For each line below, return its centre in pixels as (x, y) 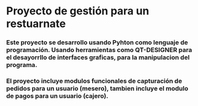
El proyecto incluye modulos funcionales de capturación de (94, 81)
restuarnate (36, 24)
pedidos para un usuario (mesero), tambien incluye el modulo (97, 89)
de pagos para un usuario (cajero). (57, 96)
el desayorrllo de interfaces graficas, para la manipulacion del (98, 57)
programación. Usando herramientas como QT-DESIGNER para (99, 50)
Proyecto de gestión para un (78, 11)
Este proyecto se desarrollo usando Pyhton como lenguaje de (97, 43)
